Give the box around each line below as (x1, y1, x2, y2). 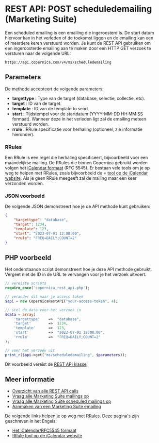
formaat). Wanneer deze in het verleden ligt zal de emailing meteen (12, 116, 146, 122)
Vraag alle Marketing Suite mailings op (12, 393, 89, 399)
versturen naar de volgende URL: (5, 50, 71, 56)
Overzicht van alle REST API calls (12, 388, 79, 394)
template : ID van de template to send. (12, 105, 89, 111)
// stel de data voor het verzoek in (5, 307, 81, 312)
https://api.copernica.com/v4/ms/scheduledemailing (5, 60, 111, 65)
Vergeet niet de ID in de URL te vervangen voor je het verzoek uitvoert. (5, 272, 147, 277)
